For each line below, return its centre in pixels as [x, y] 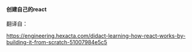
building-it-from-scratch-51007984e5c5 [57, 42]
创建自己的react [27, 9]
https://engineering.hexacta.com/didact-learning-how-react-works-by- [96, 36]
